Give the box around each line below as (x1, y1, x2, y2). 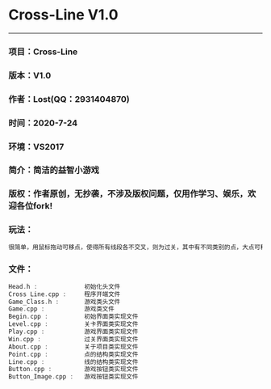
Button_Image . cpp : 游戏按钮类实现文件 (8, 373, 139, 381)
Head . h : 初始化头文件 (8, 282, 121, 290)
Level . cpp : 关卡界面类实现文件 (8, 320, 139, 328)
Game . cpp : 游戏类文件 (8, 305, 115, 313)
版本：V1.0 (8, 70, 52, 81)
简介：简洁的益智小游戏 (8, 164, 99, 175)
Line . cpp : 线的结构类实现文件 (8, 357, 139, 366)
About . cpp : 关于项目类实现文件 (8, 342, 139, 351)
